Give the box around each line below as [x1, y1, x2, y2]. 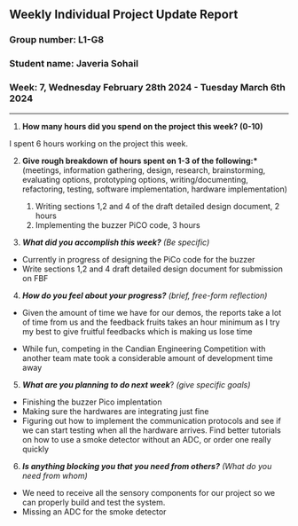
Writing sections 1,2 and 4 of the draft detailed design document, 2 [35, 200, 280, 211]
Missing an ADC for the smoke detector [21, 506, 167, 517]
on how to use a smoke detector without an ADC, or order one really [21, 434, 272, 444]
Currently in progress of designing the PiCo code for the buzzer [21, 254, 255, 264]
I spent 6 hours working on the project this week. [9, 137, 189, 149]
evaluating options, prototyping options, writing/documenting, [21, 174, 248, 184]
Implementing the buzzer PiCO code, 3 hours [35, 219, 201, 230]
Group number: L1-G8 [9, 34, 105, 46]
